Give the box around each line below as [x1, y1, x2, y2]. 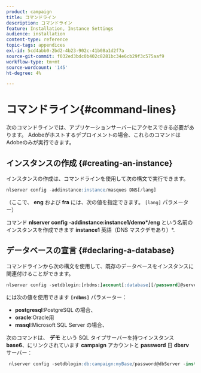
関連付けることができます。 [6, 270, 74, 277]
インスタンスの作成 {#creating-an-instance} [6, 158, 173, 168]
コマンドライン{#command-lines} [6, 103, 176, 117]
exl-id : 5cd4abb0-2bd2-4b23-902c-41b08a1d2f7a [6, 48, 124, 54]
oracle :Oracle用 [14, 314, 54, 321]
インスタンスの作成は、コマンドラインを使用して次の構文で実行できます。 [6, 175, 189, 182]
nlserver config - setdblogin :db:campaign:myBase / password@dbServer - [8, 360, 186, 367]
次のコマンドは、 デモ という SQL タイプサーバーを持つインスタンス [6, 333, 175, 341]
